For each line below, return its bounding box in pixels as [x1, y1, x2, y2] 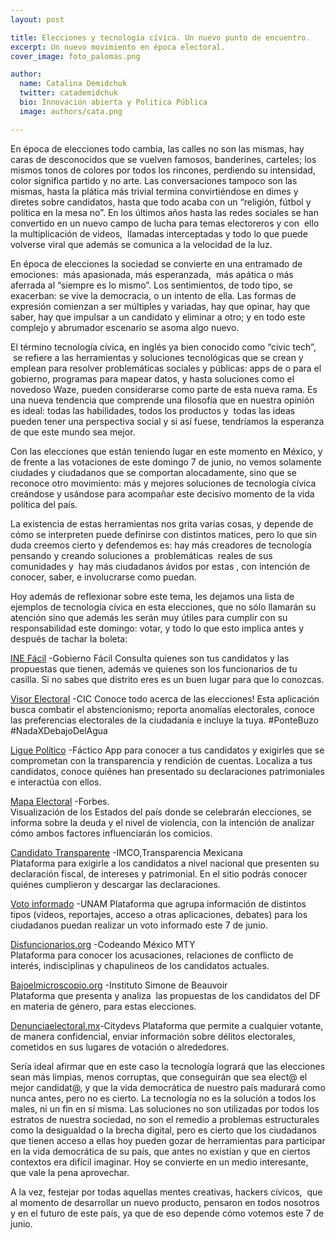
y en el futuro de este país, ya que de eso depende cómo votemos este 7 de [10, 1207, 325, 1219]
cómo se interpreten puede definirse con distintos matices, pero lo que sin [10, 528, 318, 540]
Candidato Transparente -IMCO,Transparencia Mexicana [10, 846, 243, 858]
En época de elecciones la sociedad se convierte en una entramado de [10, 257, 303, 270]
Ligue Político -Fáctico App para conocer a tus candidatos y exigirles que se [10, 744, 325, 756]
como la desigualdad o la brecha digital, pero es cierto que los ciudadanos [10, 1124, 317, 1136]
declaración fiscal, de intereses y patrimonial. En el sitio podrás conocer [10, 867, 308, 880]
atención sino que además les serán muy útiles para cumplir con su [10, 611, 288, 623]
